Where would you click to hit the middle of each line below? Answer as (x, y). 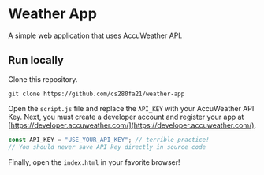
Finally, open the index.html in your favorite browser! (94, 162)
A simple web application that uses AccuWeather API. (95, 35)
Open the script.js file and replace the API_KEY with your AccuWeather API (131, 108)
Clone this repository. (43, 79)
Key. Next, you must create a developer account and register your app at (126, 117)
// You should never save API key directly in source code (107, 147)
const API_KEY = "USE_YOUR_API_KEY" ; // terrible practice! (109, 140)
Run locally (36, 60)
